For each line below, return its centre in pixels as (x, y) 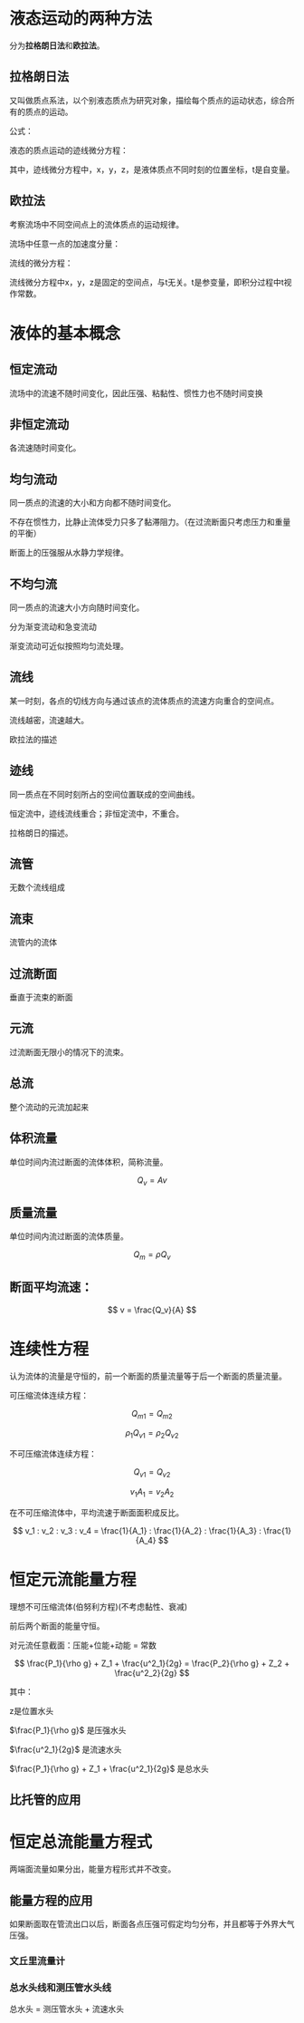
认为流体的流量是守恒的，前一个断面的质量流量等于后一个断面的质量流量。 (148, 1376)
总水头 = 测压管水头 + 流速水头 (67, 2009)
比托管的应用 (45, 1800)
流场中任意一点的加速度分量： (65, 243)
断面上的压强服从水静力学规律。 (69, 553)
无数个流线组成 (37, 887)
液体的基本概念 (65, 333)
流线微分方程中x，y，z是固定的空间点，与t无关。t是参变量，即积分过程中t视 (151, 282)
